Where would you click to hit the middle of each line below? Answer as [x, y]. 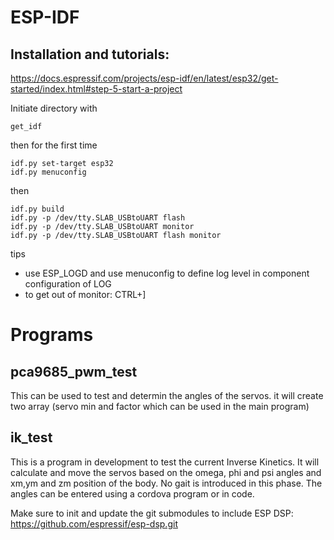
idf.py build [37, 209]
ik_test [31, 437]
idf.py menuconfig [48, 172]
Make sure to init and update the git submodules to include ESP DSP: [152, 513]
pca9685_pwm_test [74, 371]
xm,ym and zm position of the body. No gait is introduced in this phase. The [166, 483]
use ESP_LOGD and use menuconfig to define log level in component [167, 273]
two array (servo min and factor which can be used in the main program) [160, 406]
